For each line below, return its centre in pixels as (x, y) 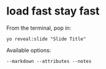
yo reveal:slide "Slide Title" (46, 39)
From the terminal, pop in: (39, 28)
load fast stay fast (53, 11)
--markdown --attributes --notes (49, 61)
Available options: (29, 50)
